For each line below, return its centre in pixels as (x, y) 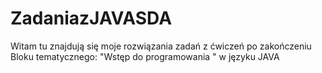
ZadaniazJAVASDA (91, 18)
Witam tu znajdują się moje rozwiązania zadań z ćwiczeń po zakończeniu (161, 46)
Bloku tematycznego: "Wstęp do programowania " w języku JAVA (145, 56)
